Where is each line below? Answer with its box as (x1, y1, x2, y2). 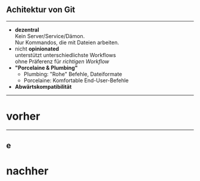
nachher (6, 164, 49, 178)
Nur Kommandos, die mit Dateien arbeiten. (14, 39, 120, 46)
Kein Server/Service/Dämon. (14, 32, 85, 39)
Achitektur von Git (6, 5, 76, 15)
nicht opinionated (14, 45, 60, 52)
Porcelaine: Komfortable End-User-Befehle (23, 77, 129, 84)
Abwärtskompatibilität (14, 83, 72, 90)
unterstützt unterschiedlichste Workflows (14, 51, 116, 58)
